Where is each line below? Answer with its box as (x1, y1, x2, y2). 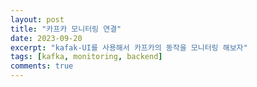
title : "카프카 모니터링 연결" (10, 24, 122, 34)
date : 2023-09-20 (10, 33, 83, 43)
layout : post (10, 14, 65, 25)
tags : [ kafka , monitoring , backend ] (10, 52, 163, 62)
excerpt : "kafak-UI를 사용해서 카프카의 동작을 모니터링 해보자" (10, 42, 248, 53)
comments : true (10, 61, 74, 71)
